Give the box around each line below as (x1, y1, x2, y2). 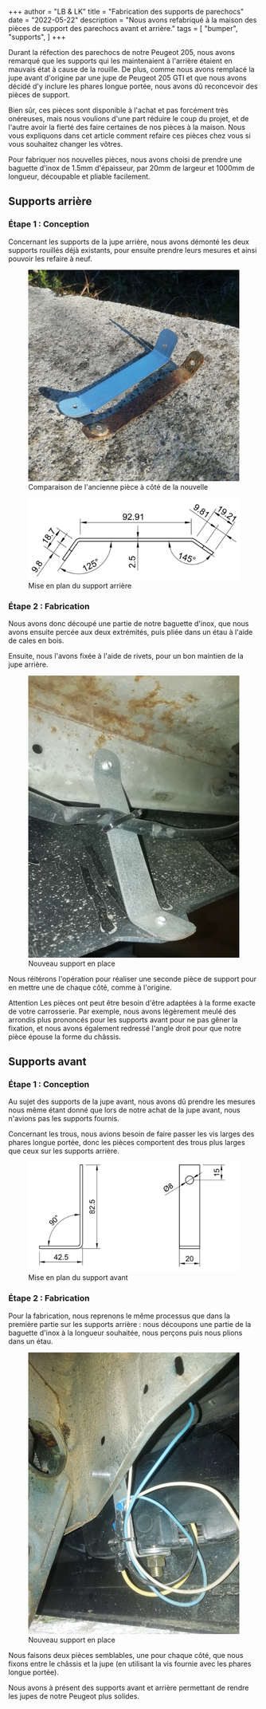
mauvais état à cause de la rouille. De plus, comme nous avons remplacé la (8, 65, 255, 74)
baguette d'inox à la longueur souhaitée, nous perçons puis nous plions (8, 1328, 243, 1337)
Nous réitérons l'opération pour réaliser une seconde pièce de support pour (8, 974, 257, 983)
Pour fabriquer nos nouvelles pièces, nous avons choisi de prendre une (8, 155, 243, 164)
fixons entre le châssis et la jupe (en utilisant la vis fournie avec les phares (8, 1659, 252, 1668)
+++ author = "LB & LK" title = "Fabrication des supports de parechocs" (8, 7, 244, 16)
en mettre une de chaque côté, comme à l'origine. (8, 982, 173, 992)
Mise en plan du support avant (28, 1273, 129, 1282)
